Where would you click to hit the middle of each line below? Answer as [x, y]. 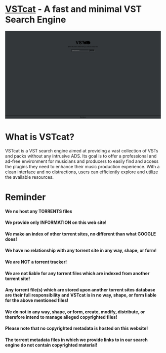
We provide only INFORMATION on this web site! [56, 222]
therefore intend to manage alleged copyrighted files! [61, 317]
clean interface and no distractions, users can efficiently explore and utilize [82, 172]
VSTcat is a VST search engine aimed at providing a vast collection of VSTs [82, 150]
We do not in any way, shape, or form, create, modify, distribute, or [75, 312]
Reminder [25, 197]
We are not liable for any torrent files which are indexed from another [77, 273]
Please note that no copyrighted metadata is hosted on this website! [77, 328]
